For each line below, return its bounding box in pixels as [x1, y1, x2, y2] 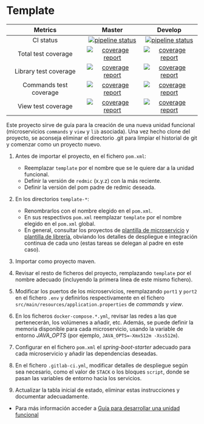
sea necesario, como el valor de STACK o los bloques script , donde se [15, 368, 190, 375]
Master [101, 26, 123, 34]
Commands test [22, 80, 68, 89]
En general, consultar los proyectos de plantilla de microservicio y [24, 226, 189, 234]
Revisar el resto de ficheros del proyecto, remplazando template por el [15, 269, 191, 276]
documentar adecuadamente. [15, 392, 89, 400]
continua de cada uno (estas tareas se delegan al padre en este [24, 239, 184, 247]
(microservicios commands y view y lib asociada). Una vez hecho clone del [6, 128, 190, 135]
